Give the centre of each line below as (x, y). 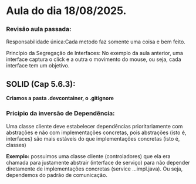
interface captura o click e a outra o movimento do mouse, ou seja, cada (94, 59)
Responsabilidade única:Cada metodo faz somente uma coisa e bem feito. (96, 42)
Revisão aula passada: (39, 29)
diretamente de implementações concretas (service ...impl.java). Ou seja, (94, 169)
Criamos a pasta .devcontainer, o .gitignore (60, 98)
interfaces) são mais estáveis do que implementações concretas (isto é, (93, 138)
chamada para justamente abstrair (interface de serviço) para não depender (98, 162)
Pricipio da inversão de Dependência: (60, 114)
